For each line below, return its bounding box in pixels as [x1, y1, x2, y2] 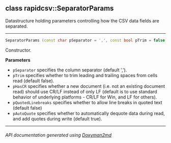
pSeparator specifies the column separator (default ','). [12, 66, 127, 73]
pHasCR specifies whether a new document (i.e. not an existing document [12, 83, 165, 89]
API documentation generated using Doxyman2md [5, 132, 112, 138]
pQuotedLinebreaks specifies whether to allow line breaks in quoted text [12, 99, 162, 105]
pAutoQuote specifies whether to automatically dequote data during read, [12, 110, 165, 116]
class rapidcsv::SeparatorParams [5, 4, 114, 13]
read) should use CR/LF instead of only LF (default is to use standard [12, 88, 158, 94]
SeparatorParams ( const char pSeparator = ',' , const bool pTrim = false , [5, 38, 167, 43]
